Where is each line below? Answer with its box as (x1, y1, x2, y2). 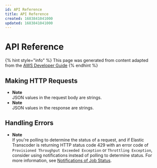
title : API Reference (5, 12, 49, 16)
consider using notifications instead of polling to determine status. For (12, 152, 152, 158)
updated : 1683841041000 (5, 20, 53, 26)
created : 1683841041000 (5, 16, 53, 21)
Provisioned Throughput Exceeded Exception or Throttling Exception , (12, 147, 153, 153)
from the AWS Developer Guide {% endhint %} (5, 62, 98, 68)
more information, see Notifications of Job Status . (12, 157, 112, 163)
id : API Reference (5, 7, 42, 12)
